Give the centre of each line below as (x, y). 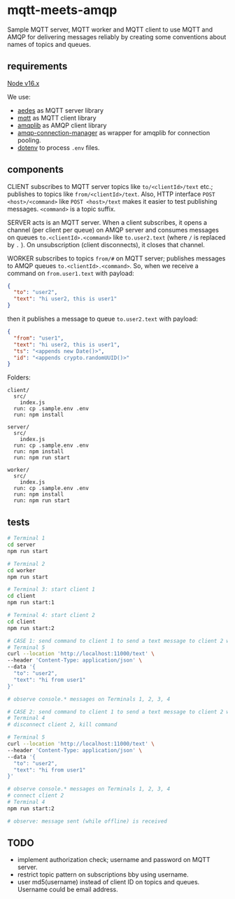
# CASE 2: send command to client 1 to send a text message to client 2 (115, 712)
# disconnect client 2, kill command (62, 725)
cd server (22, 545)
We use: (19, 97)
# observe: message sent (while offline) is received (87, 821)
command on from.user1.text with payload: (71, 273)
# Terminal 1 (26, 538)
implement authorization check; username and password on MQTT (114, 860)
